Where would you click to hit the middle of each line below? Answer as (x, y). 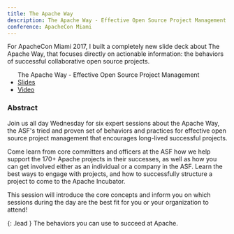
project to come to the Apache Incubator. (66, 181)
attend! (17, 210)
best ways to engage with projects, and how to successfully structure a (110, 174)
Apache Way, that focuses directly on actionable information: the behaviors (116, 54)
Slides (26, 82)
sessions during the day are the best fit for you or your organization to (108, 202)
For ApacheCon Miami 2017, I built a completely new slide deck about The (114, 47)
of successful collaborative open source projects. (79, 61)
